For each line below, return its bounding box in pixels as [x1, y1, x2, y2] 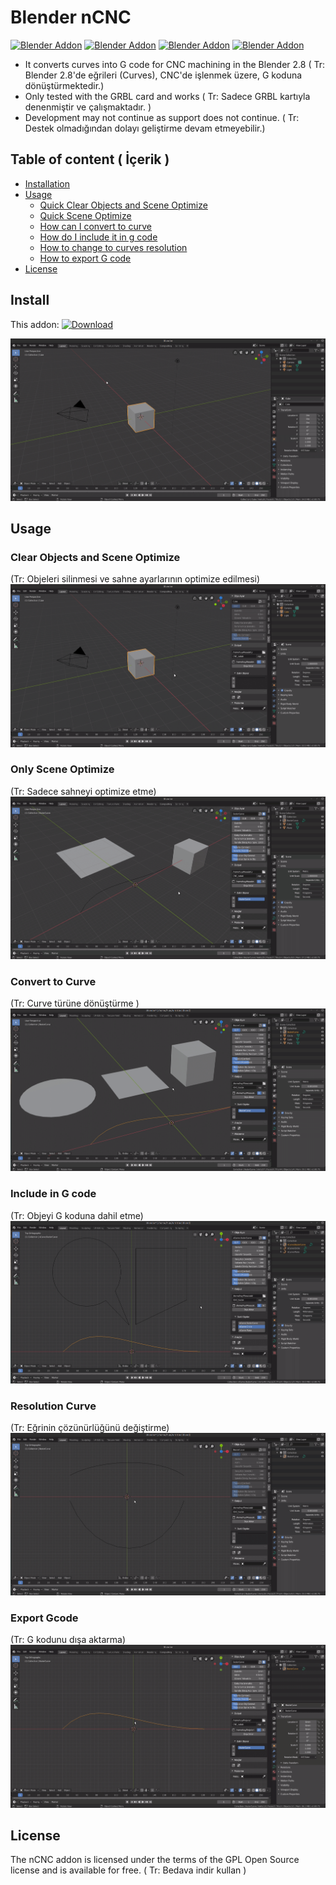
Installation [24, 177, 71, 190]
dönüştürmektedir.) [24, 79, 105, 91]
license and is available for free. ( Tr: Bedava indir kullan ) [10, 1864, 247, 1876]
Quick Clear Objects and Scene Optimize [39, 199, 208, 211]
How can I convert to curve [39, 220, 152, 232]
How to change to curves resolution [39, 241, 188, 253]
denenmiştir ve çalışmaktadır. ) [24, 101, 152, 113]
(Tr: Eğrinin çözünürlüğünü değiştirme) [10, 1422, 170, 1434]
